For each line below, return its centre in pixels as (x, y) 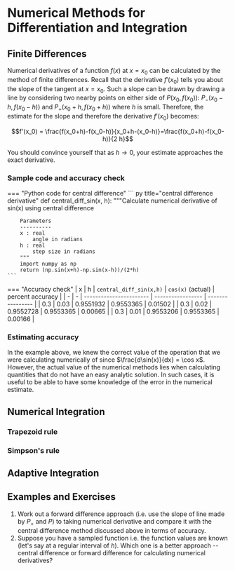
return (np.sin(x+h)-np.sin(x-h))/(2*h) (80, 270)
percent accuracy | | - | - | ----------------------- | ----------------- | (107, 297)
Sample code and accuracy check (66, 178)
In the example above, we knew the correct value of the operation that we (114, 353)
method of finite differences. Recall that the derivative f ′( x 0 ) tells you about (115, 80)
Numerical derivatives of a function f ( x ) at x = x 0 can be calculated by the (114, 72)
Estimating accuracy (43, 337)
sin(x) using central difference (51, 208)
